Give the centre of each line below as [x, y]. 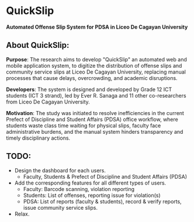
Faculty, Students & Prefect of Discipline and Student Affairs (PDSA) [105, 176]
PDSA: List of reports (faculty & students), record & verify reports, [103, 201]
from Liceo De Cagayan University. [48, 102]
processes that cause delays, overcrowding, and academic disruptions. [92, 78]
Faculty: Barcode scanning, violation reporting [79, 189]
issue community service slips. [60, 207]
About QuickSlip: [38, 45]
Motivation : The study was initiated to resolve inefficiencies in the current [95, 113]
